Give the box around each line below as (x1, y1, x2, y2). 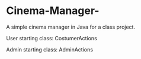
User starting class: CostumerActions (6, 34, 98, 41)
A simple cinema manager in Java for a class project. (6, 23, 135, 30)
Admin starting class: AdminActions (6, 46, 94, 53)
